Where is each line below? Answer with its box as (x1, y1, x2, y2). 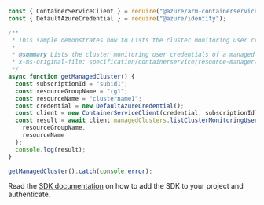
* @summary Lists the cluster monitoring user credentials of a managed (11, 51, 255, 59)
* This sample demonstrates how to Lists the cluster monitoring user (11, 36, 247, 44)
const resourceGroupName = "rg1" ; (15, 87, 128, 95)
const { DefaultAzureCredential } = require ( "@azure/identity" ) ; (8, 14, 226, 23)
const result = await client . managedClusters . (15, 116, 170, 125)
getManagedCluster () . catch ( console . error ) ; (8, 167, 153, 175)
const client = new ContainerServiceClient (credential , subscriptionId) (15, 109, 258, 117)
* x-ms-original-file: (11, 58, 86, 66)
